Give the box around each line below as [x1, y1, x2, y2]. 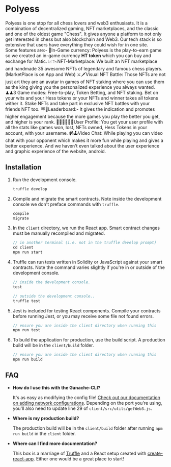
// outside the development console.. [12, 293, 95, 299]
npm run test [12, 328, 41, 333]
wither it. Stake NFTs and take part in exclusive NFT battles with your [5, 100, 150, 106]
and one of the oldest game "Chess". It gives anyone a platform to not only [5, 31, 162, 37]
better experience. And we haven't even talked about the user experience [5, 142, 160, 149]
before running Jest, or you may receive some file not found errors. [12, 313, 154, 319]
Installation [5, 163, 42, 171]
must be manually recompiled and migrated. [12, 230, 105, 236]
